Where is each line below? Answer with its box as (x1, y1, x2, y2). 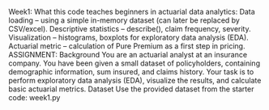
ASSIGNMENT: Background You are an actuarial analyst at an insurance (8, 50, 248, 59)
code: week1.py (8, 93, 61, 102)
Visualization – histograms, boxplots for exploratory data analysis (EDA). (8, 32, 249, 42)
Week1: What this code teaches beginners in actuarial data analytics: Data (8, 7, 255, 16)
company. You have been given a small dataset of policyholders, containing (8, 58, 261, 68)
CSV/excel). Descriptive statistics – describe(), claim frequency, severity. (8, 24, 251, 33)
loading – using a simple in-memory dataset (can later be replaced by (8, 15, 241, 25)
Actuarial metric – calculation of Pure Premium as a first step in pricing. (8, 41, 246, 51)
